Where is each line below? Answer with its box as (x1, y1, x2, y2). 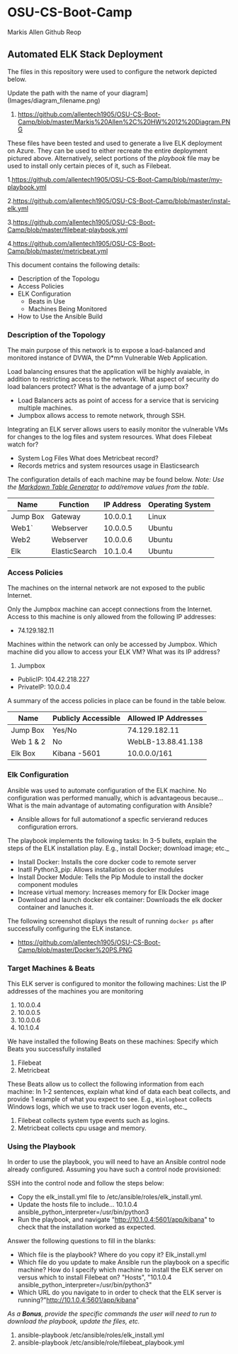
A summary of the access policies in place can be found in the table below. (7, 697, 227, 705)
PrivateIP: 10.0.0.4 (17, 683, 71, 692)
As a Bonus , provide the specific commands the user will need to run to (7, 1309, 217, 1318)
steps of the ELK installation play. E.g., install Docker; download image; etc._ (7, 844, 229, 852)
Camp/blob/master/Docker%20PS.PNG (17, 945, 133, 954)
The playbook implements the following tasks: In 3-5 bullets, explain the (7, 836, 217, 844)
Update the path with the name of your (7, 88, 120, 97)
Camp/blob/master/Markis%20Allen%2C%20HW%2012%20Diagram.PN (17, 117, 231, 126)
